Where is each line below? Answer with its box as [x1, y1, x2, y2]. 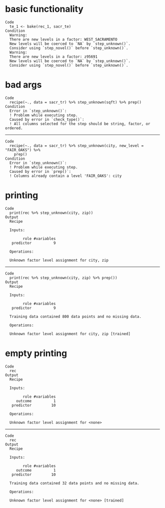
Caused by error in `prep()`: [9, 169, 71, 174]
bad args [5, 79, 42, 91]
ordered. [5, 126, 23, 131]
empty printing [5, 348, 67, 359]
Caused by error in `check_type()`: [9, 117, 84, 122]
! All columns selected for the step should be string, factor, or [9, 121, 151, 126]
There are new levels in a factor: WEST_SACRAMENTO [9, 37, 118, 42]
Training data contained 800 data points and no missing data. [9, 314, 141, 319]
